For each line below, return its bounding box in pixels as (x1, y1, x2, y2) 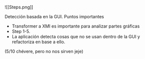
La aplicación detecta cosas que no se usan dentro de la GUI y (11, 34, 140, 39)
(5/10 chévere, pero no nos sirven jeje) (4, 49, 84, 54)
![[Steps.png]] (4, 4, 33, 10)
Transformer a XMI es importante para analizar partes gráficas (11, 23, 140, 29)
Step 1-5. (11, 29, 30, 34)
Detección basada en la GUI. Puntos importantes (4, 14, 104, 19)
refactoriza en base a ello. (11, 39, 66, 45)
